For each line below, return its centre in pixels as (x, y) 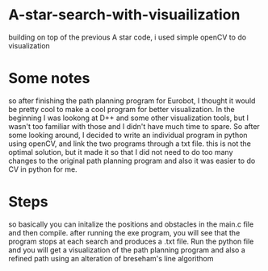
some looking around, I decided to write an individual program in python (128, 135)
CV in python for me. (43, 169)
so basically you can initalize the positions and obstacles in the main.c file (131, 224)
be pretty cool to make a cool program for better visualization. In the (122, 109)
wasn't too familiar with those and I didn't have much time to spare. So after (134, 126)
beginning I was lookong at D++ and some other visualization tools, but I (128, 118)
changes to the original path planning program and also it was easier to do (132, 161)
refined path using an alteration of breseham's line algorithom (111, 258)
